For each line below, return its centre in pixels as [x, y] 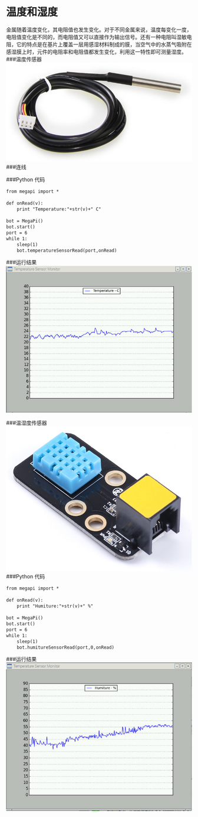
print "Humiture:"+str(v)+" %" [55, 606]
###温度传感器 [24, 59]
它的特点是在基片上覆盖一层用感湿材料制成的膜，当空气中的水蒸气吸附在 [104, 44]
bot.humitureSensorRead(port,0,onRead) [66, 647]
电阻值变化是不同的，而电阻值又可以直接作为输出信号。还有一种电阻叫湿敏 [96, 37]
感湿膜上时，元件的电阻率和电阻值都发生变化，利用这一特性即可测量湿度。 [96, 51]
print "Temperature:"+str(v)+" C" [59, 209]
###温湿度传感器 [27, 422]
